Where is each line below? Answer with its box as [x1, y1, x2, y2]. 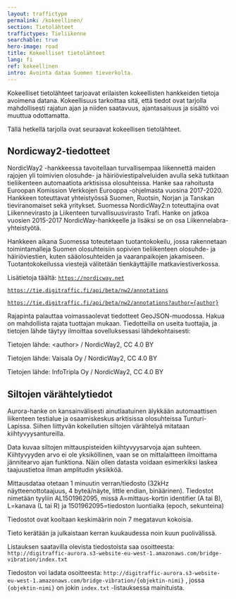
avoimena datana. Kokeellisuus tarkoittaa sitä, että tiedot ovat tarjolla [7, 96, 206, 104]
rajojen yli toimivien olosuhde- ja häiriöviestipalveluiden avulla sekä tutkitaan [7, 171, 229, 180]
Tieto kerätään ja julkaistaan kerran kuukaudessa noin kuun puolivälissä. [7, 529, 217, 538]
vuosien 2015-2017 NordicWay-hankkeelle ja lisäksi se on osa [7, 216, 185, 225]
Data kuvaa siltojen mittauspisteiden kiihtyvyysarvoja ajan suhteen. [7, 443, 202, 452]
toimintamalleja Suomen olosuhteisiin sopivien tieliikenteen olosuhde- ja [7, 245, 216, 254]
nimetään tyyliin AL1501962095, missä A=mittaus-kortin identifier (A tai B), [7, 494, 223, 502]
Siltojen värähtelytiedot [7, 388, 113, 400]
